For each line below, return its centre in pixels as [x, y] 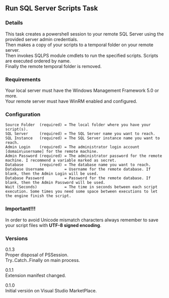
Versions [16, 238]
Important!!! [21, 209]
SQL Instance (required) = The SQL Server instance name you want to [82, 138]
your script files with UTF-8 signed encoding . [53, 225]
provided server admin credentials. [42, 39]
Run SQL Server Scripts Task [52, 8]
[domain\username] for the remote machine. [52, 152]
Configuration [23, 114]
